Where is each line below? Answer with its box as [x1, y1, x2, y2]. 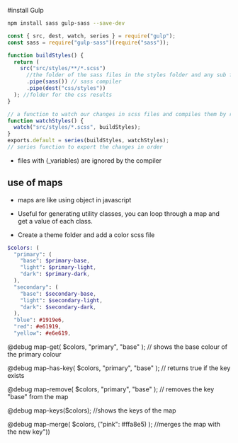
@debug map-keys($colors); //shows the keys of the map [7, 406, 176, 415]
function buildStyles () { [7, 52, 84, 59]
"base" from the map [7, 392, 69, 401]
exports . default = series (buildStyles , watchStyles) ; [7, 137, 170, 144]
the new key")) [7, 427, 51, 436]
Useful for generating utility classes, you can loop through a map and [17, 209, 220, 218]
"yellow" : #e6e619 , [13, 330, 72, 337]
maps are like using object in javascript [17, 195, 132, 204]
